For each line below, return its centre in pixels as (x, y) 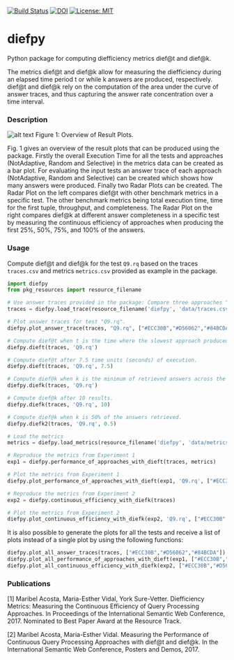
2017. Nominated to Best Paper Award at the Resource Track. (94, 621)
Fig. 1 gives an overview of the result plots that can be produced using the (113, 148)
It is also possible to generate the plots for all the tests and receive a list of (114, 533)
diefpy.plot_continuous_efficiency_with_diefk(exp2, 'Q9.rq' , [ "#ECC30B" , (118, 519)
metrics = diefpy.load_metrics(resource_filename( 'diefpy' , (96, 443)
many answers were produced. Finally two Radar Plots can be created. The (115, 186)
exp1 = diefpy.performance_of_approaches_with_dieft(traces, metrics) (112, 462)
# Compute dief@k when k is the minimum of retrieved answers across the (117, 379)
